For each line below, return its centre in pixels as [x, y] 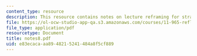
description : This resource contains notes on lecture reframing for [93, 17]
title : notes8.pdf [28, 38]
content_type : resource [35, 11]
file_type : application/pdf [40, 28]
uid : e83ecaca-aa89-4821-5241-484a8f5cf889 [60, 44]
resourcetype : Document [35, 33]
